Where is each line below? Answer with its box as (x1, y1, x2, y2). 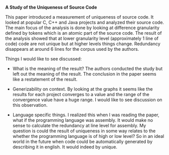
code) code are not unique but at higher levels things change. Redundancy (5, 41, 160, 47)
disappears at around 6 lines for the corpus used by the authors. (5, 46, 139, 52)
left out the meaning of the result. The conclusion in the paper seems (12, 71, 156, 77)
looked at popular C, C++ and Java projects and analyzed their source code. (5, 20, 164, 25)
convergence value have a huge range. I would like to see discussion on (12, 97, 162, 103)
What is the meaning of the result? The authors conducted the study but (12, 65, 163, 71)
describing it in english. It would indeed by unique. (12, 144, 118, 150)
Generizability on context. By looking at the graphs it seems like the (12, 86, 153, 92)
